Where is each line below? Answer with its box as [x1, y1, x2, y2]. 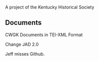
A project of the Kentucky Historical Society [5, 4, 95, 10]
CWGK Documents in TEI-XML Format [5, 32, 83, 38]
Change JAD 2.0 [5, 41, 39, 47]
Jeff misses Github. [5, 51, 45, 57]
